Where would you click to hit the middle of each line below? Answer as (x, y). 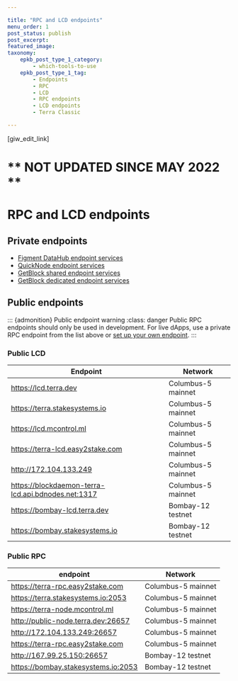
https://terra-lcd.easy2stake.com (67, 449)
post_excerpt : (28, 40)
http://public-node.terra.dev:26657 (70, 621)
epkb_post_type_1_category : (61, 60)
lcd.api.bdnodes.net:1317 (54, 495)
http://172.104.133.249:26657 (64, 633)
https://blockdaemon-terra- (58, 485)
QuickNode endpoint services (61, 266)
